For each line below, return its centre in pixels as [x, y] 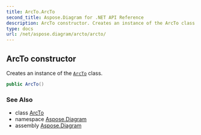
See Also [20, 99]
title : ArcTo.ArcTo [31, 12]
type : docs [20, 29]
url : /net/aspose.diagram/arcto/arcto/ [56, 34]
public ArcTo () [25, 84]
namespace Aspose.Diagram [51, 119]
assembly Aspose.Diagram [48, 126]
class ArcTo [29, 113]
